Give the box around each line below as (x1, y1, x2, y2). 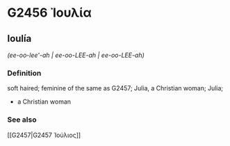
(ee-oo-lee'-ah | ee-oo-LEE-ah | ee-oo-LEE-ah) (7, 51, 145, 59)
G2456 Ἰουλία (7, 5, 92, 21)
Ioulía (7, 33, 32, 44)
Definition (7, 68, 42, 78)
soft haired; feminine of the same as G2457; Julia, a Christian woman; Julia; (7, 84, 224, 92)
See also (7, 115, 37, 124)
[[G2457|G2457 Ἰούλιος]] (7, 131, 81, 139)
